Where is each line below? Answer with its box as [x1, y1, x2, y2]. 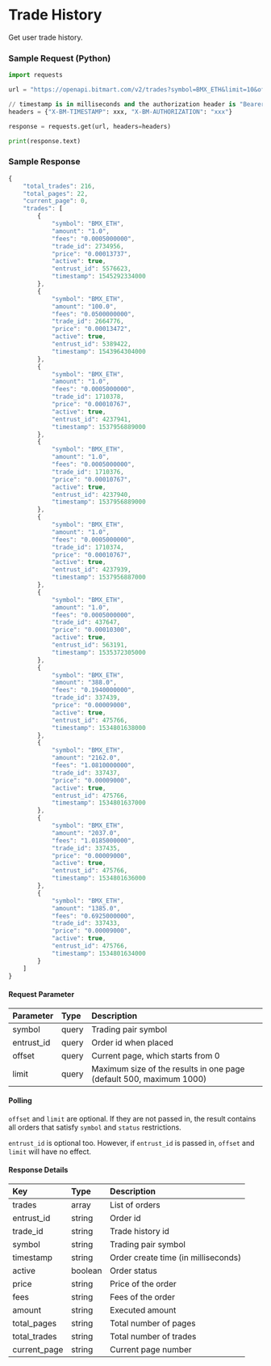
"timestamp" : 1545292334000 [51, 273, 147, 281]
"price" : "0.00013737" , [51, 249, 131, 258]
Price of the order [110, 1279, 177, 1290]
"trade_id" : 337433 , [51, 919, 121, 927]
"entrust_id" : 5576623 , [51, 265, 131, 273]
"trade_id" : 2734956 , [51, 242, 125, 250]
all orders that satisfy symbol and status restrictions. [8, 1122, 181, 1132]
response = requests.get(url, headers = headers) [8, 122, 172, 130]
